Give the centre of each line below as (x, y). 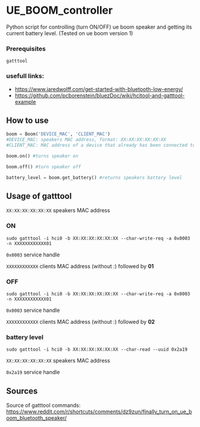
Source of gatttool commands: (43, 406)
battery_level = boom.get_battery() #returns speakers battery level (94, 177)
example (25, 101)
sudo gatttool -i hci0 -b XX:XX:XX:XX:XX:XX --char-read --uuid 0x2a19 (97, 349)
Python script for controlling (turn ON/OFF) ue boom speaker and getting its (99, 27)
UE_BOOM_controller (60, 10)
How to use (27, 120)
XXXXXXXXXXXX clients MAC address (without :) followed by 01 (80, 266)
